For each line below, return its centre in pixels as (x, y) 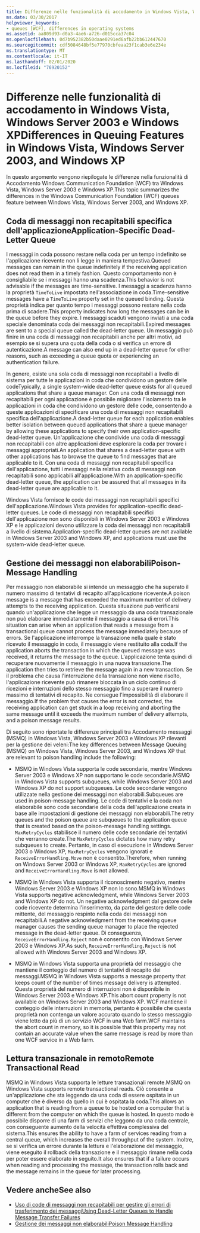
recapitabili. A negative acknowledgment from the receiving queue (96, 920)
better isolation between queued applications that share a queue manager (97, 425)
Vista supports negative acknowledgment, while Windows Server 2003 (102, 895)
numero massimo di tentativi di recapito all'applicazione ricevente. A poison (98, 593)
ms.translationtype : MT (36, 51)
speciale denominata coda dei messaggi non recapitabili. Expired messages (99, 324)
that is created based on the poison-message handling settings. (93, 826)
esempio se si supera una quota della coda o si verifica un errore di (89, 343)
